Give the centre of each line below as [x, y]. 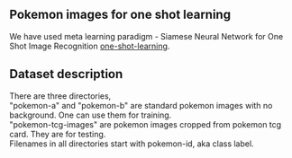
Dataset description [66, 74]
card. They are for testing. [58, 134]
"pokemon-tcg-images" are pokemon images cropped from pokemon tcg [146, 124]
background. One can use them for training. [91, 115]
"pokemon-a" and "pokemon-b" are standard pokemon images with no [141, 105]
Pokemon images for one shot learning [120, 15]
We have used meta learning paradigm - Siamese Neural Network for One [146, 36]
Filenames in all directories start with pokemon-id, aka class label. [132, 144]
